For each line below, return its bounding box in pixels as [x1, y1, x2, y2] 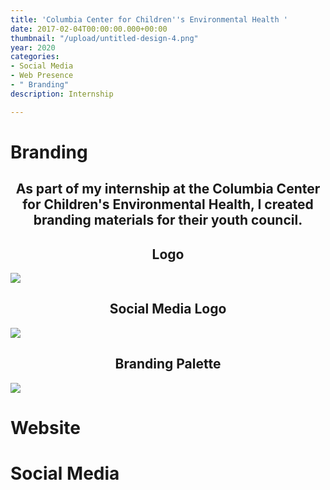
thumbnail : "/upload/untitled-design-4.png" [10, 33, 199, 43]
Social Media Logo [109, 301, 227, 318]
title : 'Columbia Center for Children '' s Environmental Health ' [10, 14, 288, 25]
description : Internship [10, 89, 114, 99]
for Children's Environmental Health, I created [22, 196, 314, 213]
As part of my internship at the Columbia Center [15, 181, 321, 198]
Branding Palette [114, 356, 222, 373]
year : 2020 [10, 42, 56, 53]
